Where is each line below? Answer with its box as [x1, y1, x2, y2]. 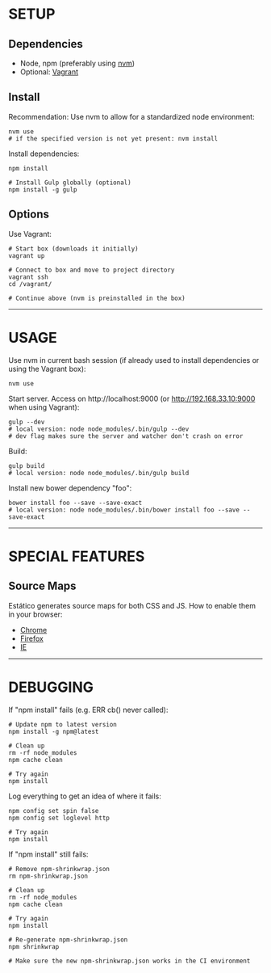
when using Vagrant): [8, 402, 80, 412]
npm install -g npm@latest [8, 727, 99, 735]
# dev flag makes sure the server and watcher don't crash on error [8, 432, 244, 440]
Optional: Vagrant [19, 67, 79, 77]
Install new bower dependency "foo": [8, 482, 132, 493]
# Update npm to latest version [8, 720, 117, 728]
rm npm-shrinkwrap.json [8, 872, 89, 880]
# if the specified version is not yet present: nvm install [8, 134, 219, 142]
